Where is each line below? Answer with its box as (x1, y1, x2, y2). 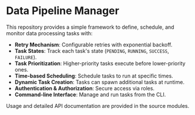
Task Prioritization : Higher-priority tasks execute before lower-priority (14, 60, 186, 67)
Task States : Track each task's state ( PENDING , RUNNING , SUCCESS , (14, 47, 169, 54)
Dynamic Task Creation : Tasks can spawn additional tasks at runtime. (14, 78, 185, 86)
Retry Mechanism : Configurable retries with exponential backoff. (14, 41, 173, 48)
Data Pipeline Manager (6, 4, 119, 18)
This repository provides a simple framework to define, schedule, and (6, 23, 174, 31)
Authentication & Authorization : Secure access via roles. (14, 84, 154, 92)
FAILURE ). (14, 53, 37, 60)
